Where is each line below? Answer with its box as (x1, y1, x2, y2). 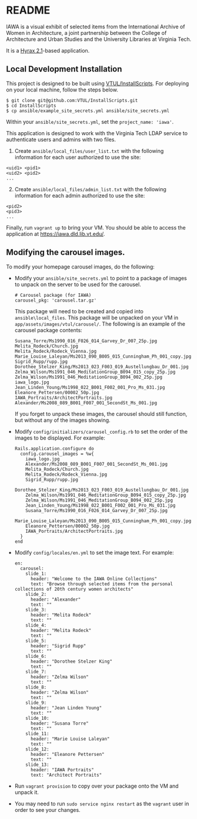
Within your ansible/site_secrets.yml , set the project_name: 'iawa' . (6, 118, 174, 125)
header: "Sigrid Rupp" (30, 643, 86, 649)
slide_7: (25, 669, 47, 674)
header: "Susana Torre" (30, 720, 89, 726)
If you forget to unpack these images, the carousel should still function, (14, 410, 188, 417)
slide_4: (25, 622, 47, 628)
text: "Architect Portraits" (30, 772, 102, 778)
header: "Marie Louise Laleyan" (30, 736, 110, 742)
